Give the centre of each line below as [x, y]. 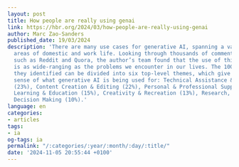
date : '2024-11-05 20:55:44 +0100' [60, 153]
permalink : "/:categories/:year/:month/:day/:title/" [89, 146]
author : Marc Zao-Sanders [46, 34]
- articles [23, 119]
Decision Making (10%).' [51, 100]
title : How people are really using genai [71, 21]
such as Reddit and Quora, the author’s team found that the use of [117, 60]
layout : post [27, 14]
